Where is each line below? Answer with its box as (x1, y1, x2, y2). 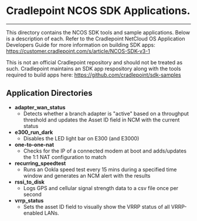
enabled (23, 209, 43, 216)
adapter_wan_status (14, 103, 66, 110)
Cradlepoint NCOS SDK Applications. (6, 4, 191, 18)
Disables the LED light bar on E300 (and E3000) (23, 134, 140, 141)
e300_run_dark (14, 129, 53, 136)
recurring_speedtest (14, 160, 66, 167)
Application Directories (6, 88, 93, 98)
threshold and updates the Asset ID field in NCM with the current (23, 116, 180, 123)
